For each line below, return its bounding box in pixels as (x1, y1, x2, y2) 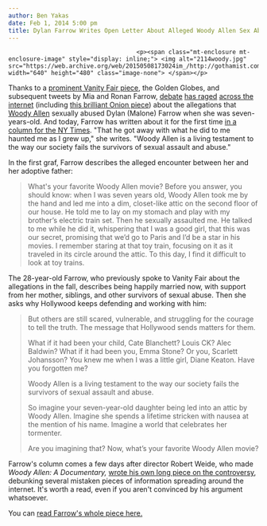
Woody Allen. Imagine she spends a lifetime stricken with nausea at (27, 411, 249, 421)
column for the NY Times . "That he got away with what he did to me (8, 125, 230, 135)
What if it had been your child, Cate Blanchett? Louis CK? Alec (27, 338, 232, 347)
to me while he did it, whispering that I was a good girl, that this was (27, 224, 250, 234)
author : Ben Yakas (8, 11, 69, 20)
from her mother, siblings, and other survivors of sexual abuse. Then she (8, 290, 246, 300)
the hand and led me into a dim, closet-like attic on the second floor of (27, 198, 258, 208)
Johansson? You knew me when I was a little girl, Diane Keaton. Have (27, 355, 255, 365)
